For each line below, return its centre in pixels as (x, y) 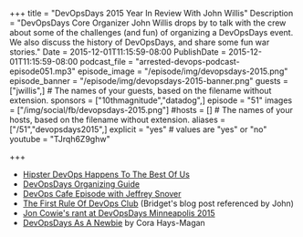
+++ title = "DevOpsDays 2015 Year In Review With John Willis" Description (151, 13)
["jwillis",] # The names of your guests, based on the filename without (141, 91)
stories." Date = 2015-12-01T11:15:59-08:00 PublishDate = (118, 52)
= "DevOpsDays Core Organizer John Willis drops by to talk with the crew (148, 23)
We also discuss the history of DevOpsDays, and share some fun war (140, 42)
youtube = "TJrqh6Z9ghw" (60, 139)
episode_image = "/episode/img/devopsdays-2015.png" (183, 71)
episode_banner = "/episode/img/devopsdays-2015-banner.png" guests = (149, 81)
